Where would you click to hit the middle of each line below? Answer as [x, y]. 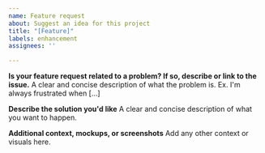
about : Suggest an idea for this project [79, 23]
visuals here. [30, 142]
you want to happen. [43, 117]
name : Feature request [47, 16]
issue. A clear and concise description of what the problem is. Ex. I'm [124, 85]
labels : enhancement [43, 38]
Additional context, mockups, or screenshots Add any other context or [128, 134]
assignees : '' [32, 46]
